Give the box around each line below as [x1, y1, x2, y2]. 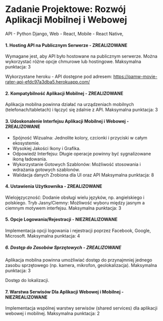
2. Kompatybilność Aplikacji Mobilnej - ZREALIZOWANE [5, 90, 123, 96]
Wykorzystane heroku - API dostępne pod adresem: [5, 73, 112, 79]
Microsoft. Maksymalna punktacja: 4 [5, 232, 80, 238]
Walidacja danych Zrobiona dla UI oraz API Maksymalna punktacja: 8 [12, 171, 154, 178]
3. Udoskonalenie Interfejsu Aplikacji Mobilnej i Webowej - [5, 118, 129, 124]
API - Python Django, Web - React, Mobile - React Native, [5, 30, 123, 36]
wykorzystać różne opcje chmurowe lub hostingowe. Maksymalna [5, 58, 141, 64]
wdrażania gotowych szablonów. [12, 166, 80, 172]
